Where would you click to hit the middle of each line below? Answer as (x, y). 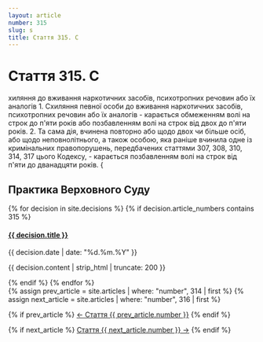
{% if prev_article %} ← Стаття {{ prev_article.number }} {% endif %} (120, 314)
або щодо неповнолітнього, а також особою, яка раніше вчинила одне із (130, 140)
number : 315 (27, 23)
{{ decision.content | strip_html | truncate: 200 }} (87, 267)
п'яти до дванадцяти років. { (56, 165)
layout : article (35, 15)
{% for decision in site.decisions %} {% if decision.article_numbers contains (131, 208)
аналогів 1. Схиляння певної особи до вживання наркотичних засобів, (126, 106)
